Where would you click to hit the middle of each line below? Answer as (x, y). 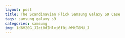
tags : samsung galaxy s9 (31, 19)
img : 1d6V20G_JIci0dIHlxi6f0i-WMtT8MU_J (47, 28)
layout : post (19, 10)
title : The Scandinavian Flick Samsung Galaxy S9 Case (63, 14)
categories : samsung (26, 23)
